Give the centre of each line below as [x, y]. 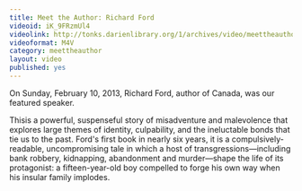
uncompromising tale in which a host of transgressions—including [169, 148]
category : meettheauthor [56, 51]
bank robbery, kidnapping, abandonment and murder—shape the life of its [147, 158]
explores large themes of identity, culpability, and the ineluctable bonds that [150, 129]
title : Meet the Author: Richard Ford [82, 17]
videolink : [30, 34]
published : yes [38, 68]
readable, [27, 148]
